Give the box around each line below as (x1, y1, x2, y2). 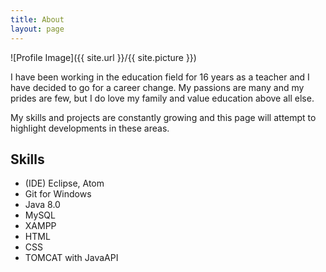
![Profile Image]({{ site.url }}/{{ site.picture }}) (10, 51, 197, 63)
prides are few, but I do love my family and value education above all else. (10, 92, 315, 104)
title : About (10, 14, 65, 25)
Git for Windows (24, 188, 92, 200)
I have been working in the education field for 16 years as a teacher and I (10, 71, 310, 83)
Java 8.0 (24, 199, 61, 211)
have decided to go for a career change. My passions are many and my (10, 81, 305, 93)
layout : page (10, 24, 65, 34)
